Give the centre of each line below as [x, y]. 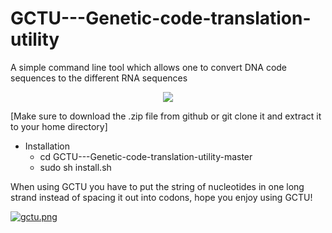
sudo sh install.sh [75, 167]
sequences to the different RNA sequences [99, 78]
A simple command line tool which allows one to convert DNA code [149, 67]
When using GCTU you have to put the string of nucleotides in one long [157, 186]
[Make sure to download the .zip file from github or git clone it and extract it [166, 116]
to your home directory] [59, 126]
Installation [47, 146]
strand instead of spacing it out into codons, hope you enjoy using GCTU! [161, 197]
